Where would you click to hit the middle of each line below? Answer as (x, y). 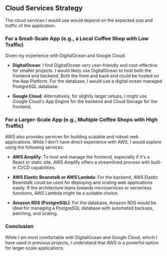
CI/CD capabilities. (36, 168)
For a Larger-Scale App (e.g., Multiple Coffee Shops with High (82, 120)
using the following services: (35, 147)
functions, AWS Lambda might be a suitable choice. (65, 193)
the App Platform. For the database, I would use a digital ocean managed (87, 81)
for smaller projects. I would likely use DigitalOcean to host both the (82, 71)
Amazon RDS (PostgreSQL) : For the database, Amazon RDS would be (84, 203)
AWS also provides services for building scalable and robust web (72, 137)
